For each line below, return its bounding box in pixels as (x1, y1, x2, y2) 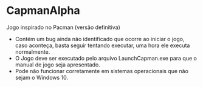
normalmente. (15, 48, 50, 55)
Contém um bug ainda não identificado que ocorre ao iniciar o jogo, (15, 35, 185, 42)
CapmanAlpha (6, 4, 80, 18)
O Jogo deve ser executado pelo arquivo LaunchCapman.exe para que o (15, 54, 198, 62)
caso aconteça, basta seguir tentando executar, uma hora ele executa (15, 42, 190, 49)
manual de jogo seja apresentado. (15, 61, 100, 68)
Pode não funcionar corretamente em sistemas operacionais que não (15, 67, 188, 74)
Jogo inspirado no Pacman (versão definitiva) (6, 24, 120, 31)
